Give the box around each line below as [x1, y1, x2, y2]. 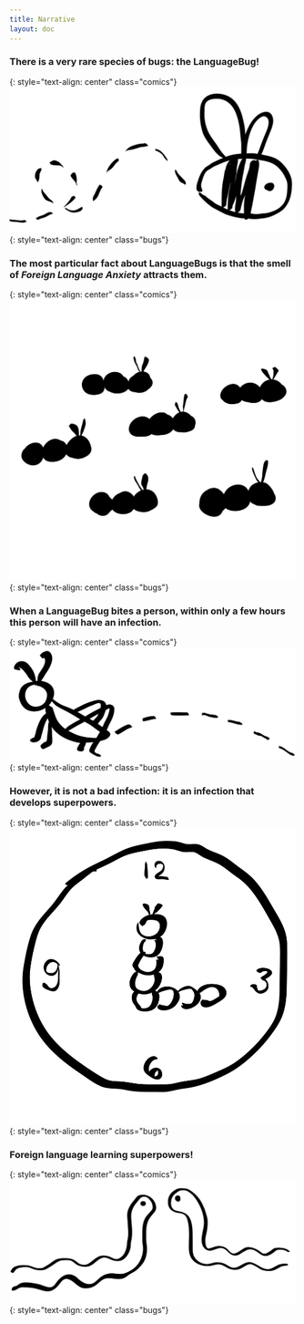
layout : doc [9, 24, 55, 34]
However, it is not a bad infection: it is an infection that [9, 785, 255, 798]
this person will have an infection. [9, 615, 162, 628]
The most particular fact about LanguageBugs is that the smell [9, 256, 291, 269]
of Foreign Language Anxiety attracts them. [9, 268, 208, 281]
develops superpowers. [9, 796, 117, 809]
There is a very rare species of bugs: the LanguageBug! [9, 56, 259, 68]
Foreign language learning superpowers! [9, 1148, 194, 1161]
